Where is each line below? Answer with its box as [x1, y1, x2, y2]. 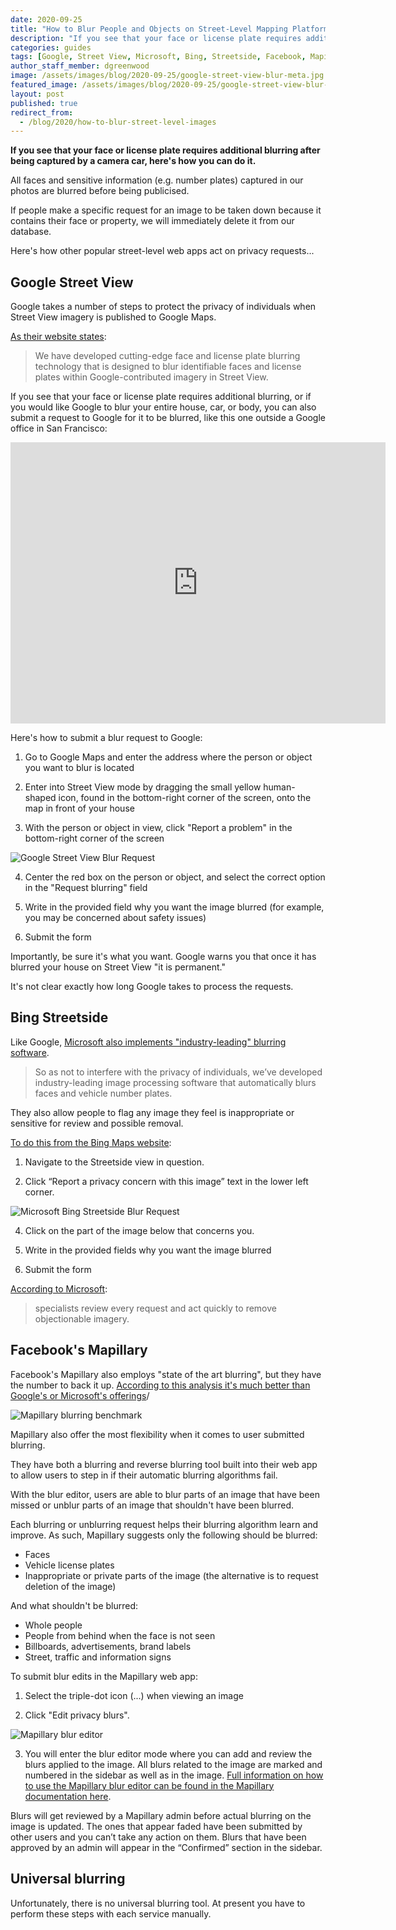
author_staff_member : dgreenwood [10, 61, 150, 71]
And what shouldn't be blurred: [10, 1599, 139, 1611]
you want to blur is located [24, 762, 135, 774]
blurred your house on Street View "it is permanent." [10, 961, 226, 973]
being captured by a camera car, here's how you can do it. [10, 155, 257, 167]
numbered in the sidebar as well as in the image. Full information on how [24, 1769, 324, 1781]
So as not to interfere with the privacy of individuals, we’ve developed [34, 1066, 323, 1078]
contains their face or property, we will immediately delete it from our [10, 215, 295, 227]
